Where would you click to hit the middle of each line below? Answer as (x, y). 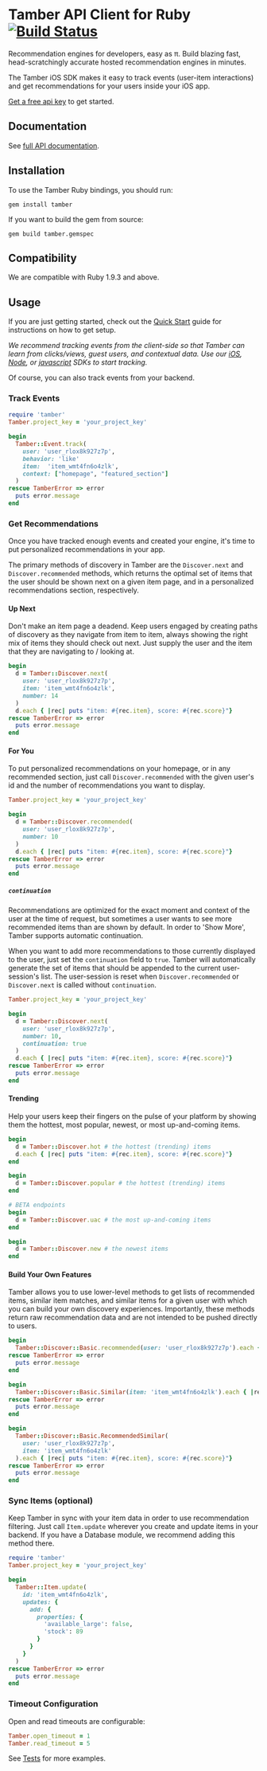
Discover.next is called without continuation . (83, 985)
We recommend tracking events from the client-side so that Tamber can (126, 346)
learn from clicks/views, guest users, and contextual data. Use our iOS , (125, 354)
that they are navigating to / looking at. (72, 651)
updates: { (41, 1602)
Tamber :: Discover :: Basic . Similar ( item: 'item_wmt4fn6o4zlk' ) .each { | (135, 1392)
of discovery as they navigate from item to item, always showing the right (128, 635)
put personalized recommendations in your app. (87, 549)
